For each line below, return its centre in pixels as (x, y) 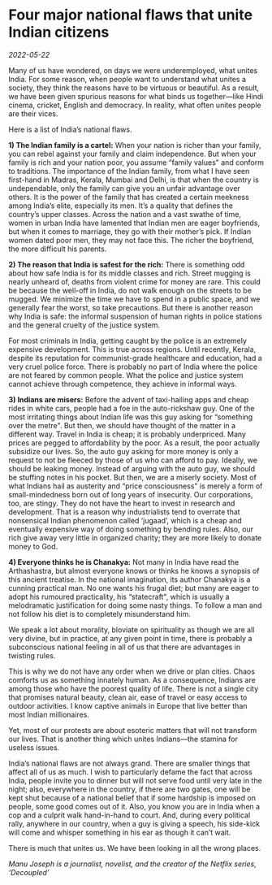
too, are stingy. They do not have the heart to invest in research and (122, 503)
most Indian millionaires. (49, 714)
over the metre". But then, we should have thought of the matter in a (122, 425)
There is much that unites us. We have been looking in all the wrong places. (135, 848)
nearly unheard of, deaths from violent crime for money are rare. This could (135, 281)
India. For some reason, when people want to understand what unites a (127, 79)
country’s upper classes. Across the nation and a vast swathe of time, (125, 214)
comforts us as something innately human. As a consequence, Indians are (132, 679)
